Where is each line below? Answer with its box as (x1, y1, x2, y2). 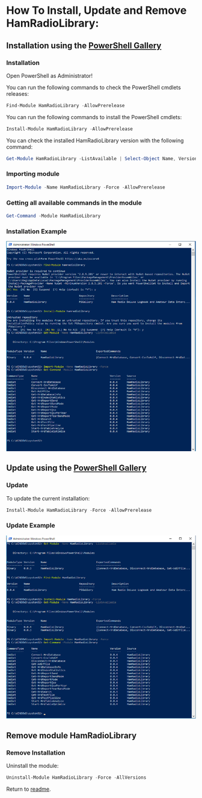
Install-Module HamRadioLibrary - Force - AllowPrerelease (6, 507, 152, 513)
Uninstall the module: (6, 762, 59, 769)
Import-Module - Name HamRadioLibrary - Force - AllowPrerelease (6, 184, 165, 190)
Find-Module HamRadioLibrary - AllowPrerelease (6, 102, 125, 108)
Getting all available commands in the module (6, 198, 142, 207)
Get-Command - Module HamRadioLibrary (6, 213, 101, 219)
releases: (6, 90, 29, 97)
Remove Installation (6, 748, 66, 756)
